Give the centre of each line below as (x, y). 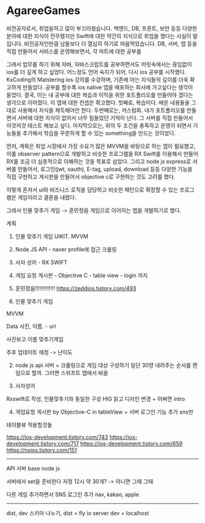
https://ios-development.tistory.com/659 (131, 443)
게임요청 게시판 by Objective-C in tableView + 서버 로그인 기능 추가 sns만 (104, 412)
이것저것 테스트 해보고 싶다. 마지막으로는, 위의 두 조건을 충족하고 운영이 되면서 (99, 125)
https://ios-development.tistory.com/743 (57, 437)
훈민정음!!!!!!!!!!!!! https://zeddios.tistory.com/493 (76, 288)
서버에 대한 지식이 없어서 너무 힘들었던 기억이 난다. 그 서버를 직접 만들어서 (105, 117)
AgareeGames (43, 11)
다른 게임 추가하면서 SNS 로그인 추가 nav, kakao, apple (73, 494)
